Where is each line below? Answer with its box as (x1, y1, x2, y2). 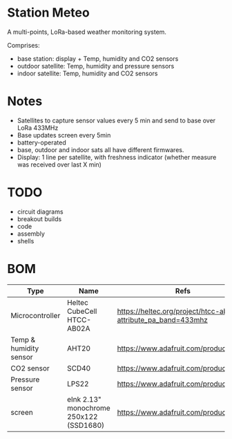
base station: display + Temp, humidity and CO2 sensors (17, 54, 179, 63)
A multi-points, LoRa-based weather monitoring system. (7, 28, 167, 36)
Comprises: (7, 41, 40, 49)
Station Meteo (7, 5, 90, 21)
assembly (17, 230, 45, 238)
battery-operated (17, 138, 67, 147)
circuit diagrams (17, 207, 64, 216)
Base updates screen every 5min (17, 131, 111, 139)
